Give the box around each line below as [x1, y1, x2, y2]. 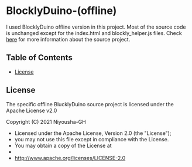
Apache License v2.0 [6, 107, 57, 114]
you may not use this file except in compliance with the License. [14, 135, 169, 142]
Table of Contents [6, 53, 73, 62]
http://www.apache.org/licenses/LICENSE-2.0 [14, 154, 126, 161]
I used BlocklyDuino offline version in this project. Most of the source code [6, 23, 186, 30]
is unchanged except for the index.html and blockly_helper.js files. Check [6, 29, 183, 36]
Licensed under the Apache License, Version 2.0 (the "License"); [14, 130, 172, 137]
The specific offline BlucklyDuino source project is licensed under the [6, 100, 174, 107]
